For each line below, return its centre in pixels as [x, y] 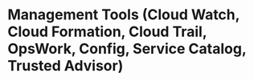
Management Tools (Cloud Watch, [124, 15]
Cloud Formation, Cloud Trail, [107, 32]
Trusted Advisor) [66, 66]
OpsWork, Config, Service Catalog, [127, 49]
